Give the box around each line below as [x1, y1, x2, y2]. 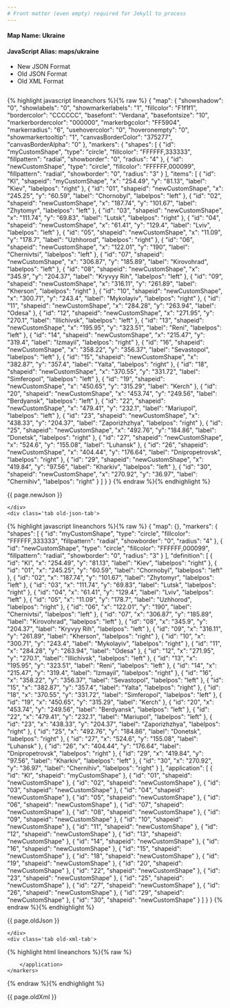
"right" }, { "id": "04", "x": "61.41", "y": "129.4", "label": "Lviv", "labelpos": [7, 588, 213, 596]
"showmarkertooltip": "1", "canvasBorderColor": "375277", [7, 133, 173, 141]
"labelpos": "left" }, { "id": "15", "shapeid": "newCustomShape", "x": [7, 353, 198, 361]
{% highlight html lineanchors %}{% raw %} [7, 948, 132, 956]
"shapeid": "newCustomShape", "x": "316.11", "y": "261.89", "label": [7, 280, 197, 288]
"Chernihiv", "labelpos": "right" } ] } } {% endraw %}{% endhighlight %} [7, 477, 211, 486]
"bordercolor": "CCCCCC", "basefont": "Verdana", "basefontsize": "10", [7, 111, 209, 119]
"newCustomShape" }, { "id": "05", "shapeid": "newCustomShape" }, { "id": [7, 794, 220, 802]
